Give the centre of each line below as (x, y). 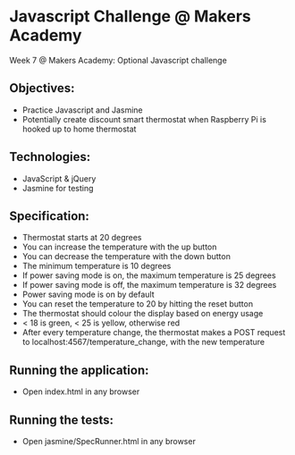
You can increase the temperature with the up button (119, 247)
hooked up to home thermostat (79, 129)
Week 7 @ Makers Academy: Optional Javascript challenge (118, 60)
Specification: (49, 216)
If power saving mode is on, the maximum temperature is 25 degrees (149, 275)
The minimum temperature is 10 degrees (97, 266)
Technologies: (50, 157)
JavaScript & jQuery (59, 178)
